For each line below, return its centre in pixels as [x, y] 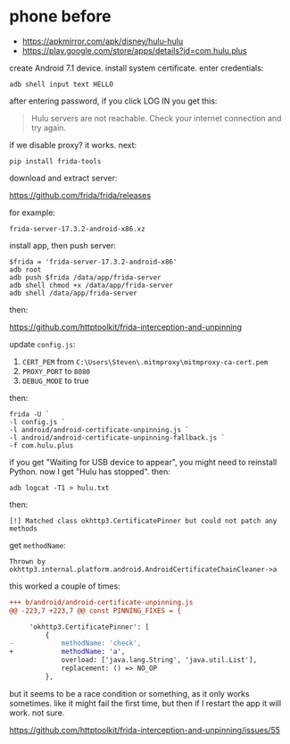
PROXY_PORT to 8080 [56, 371]
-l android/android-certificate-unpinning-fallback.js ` [117, 438]
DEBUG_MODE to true [55, 380]
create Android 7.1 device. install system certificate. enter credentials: [137, 68]
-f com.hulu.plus [41, 445]
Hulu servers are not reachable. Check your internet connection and [156, 118]
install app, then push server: [63, 245]
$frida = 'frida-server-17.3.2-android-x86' [93, 262]
